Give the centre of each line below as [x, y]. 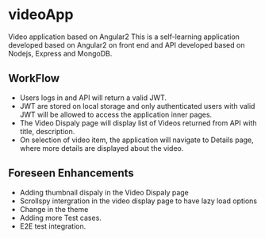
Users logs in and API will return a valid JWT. [93, 98]
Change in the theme [54, 209]
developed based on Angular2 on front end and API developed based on [127, 44]
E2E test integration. [53, 226]
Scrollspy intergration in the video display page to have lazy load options [138, 201]
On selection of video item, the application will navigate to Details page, [136, 140]
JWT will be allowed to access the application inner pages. [116, 114]
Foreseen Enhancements [71, 173]
